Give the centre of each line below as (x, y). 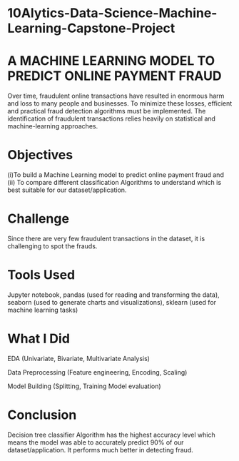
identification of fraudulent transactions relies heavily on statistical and (112, 118)
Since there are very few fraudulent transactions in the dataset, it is (106, 238)
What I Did (39, 339)
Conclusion (42, 415)
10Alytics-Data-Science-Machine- (112, 13)
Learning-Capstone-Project (91, 28)
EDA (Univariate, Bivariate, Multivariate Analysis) (78, 358)
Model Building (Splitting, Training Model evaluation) (85, 386)
